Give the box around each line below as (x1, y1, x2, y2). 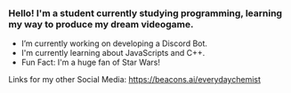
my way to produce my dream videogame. (8, 18, 194, 30)
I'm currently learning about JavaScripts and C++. (20, 48, 206, 58)
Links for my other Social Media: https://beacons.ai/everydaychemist (8, 74, 262, 85)
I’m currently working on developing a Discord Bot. (20, 38, 208, 49)
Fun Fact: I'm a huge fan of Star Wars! (20, 57, 161, 68)
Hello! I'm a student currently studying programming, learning (8, 7, 282, 19)
